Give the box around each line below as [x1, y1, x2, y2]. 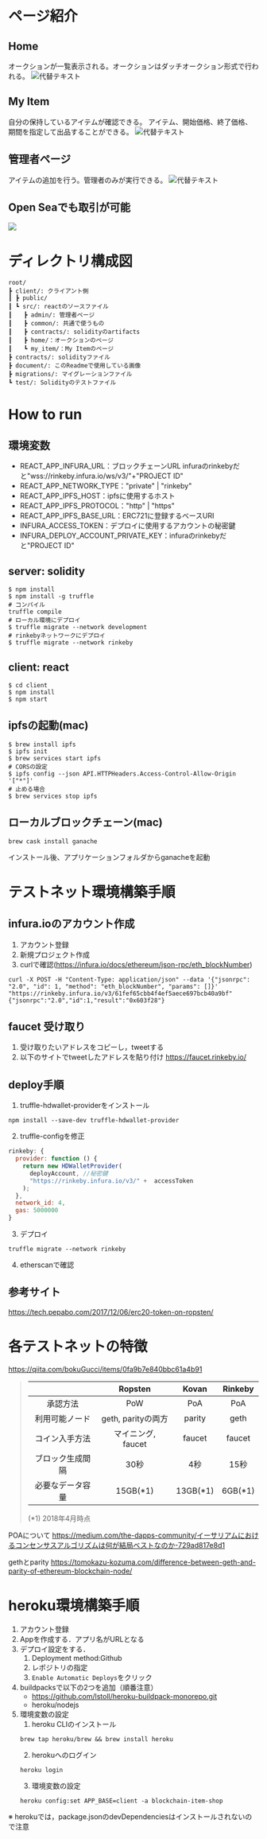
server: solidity [8, 564, 86, 577]
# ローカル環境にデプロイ [8, 616, 81, 624]
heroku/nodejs [31, 1700, 79, 1709]
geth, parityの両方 [101, 1413, 168, 1424]
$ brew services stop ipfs [8, 792, 98, 800]
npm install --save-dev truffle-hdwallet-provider [8, 1117, 180, 1125]
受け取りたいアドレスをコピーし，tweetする [19, 1043, 164, 1052]
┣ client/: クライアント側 [8, 287, 89, 295]
